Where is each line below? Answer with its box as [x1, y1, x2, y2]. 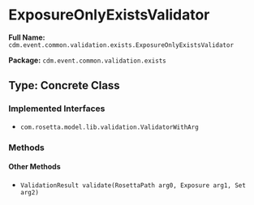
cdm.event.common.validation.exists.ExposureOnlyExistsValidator [8, 41, 234, 49]
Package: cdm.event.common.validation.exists [8, 55, 166, 65]
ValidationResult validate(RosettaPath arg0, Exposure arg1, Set [19, 181, 246, 190]
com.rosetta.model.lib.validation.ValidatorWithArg [19, 123, 199, 131]
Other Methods [8, 162, 61, 172]
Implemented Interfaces [8, 103, 105, 114]
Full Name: [8, 32, 45, 42]
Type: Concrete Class [8, 79, 120, 92]
